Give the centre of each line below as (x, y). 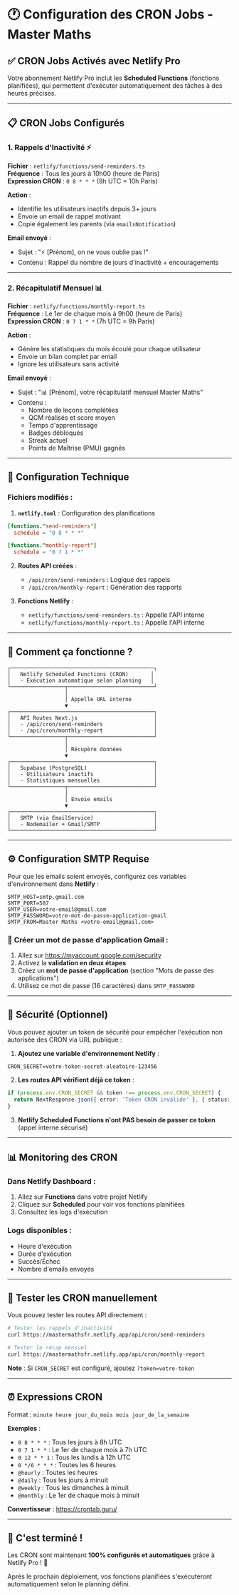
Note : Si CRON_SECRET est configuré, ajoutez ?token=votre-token (101, 1368)
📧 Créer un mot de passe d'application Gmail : (88, 940)
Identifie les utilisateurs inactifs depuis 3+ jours (87, 208)
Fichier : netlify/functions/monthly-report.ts (76, 306)
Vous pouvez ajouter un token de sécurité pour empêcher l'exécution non (115, 1032)
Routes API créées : (47, 566)
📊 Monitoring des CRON (63, 1157)
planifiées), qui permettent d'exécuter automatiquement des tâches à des (115, 86)
